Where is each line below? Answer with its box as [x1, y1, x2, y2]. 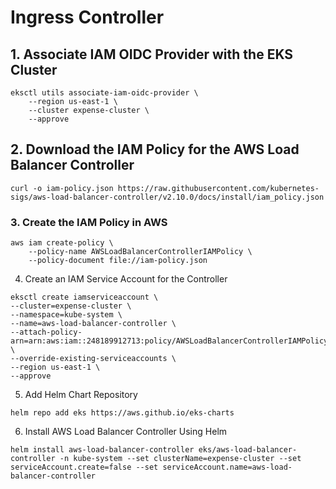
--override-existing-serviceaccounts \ [10, 354, 177, 364]
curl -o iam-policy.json [10, 183, 114, 193]
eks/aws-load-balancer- [198, 445, 298, 455]
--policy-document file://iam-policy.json [28, 256, 208, 266]
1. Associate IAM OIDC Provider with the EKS [10, 46, 294, 63]
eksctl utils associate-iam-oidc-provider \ [10, 88, 199, 98]
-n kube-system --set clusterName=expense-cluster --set [59, 454, 302, 464]
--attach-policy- [10, 327, 83, 338]
